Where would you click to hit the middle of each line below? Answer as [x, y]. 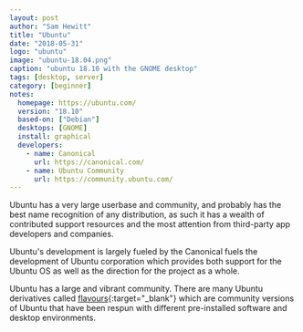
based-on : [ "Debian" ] [59, 119]
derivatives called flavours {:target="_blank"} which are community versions [152, 298]
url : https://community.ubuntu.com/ [103, 179]
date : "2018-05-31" [47, 43]
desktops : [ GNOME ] [53, 129]
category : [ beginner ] [51, 86]
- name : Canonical [61, 153]
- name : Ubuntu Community [75, 171]
